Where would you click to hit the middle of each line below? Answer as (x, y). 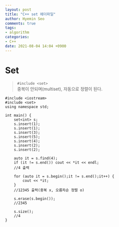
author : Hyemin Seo (25, 19)
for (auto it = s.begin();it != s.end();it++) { (64, 176)
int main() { (18, 115)
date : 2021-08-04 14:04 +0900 (36, 46)
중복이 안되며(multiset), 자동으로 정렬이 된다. (60, 89)
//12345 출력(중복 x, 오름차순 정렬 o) (49, 190)
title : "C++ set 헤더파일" (30, 14)
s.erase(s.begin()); (35, 199)
